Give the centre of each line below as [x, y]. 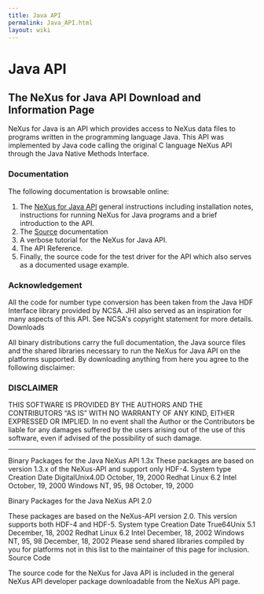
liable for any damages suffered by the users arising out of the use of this [127, 430]
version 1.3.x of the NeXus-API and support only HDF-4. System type [120, 469]
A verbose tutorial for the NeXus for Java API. [93, 239]
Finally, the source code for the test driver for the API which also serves [136, 257]
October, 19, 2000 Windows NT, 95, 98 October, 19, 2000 [101, 486]
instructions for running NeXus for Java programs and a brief [118, 215]
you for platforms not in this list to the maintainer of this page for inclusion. [129, 549]
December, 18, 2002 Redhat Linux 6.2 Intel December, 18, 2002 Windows [126, 533]
